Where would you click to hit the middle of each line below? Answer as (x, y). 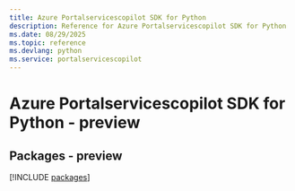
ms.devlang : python (46, 51)
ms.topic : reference (48, 43)
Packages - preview (66, 156)
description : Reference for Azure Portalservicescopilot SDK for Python (148, 26)
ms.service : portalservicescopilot (76, 59)
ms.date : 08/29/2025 (48, 34)
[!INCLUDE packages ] (50, 177)
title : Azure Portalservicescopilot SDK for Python (108, 17)
